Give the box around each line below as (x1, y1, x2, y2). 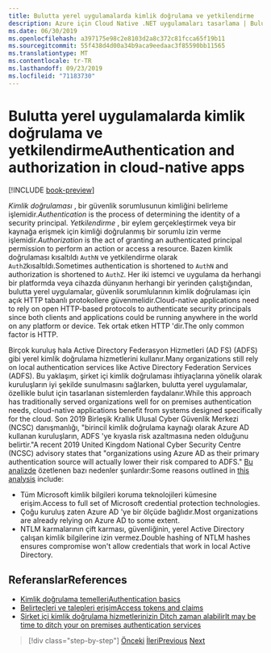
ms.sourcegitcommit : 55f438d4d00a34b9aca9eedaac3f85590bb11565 (8, 42, 226, 50)
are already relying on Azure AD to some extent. (19, 515, 180, 525)
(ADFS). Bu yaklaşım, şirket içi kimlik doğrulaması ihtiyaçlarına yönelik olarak (8, 371, 262, 381)
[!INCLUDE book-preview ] (8, 185, 95, 195)
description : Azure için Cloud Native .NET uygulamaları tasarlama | (8, 19, 248, 27)
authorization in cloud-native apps (8, 158, 245, 176)
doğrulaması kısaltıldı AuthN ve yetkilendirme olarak (8, 252, 178, 262)
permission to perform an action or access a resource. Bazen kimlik (8, 243, 233, 253)
